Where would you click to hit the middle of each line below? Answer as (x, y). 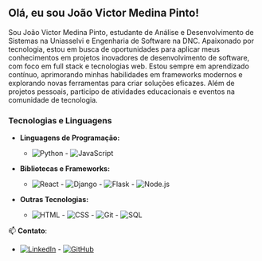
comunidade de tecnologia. (53, 99)
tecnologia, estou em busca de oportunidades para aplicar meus (114, 49)
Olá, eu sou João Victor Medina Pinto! (104, 13)
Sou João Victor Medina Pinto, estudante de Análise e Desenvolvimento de (131, 32)
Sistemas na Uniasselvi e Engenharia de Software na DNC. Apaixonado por (131, 41)
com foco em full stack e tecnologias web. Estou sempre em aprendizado (129, 66)
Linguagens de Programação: (70, 138)
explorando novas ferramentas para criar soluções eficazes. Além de (121, 83)
